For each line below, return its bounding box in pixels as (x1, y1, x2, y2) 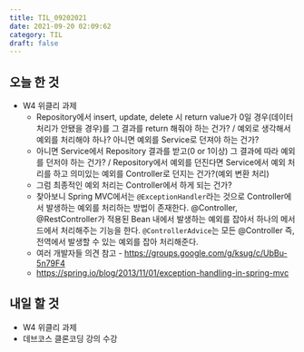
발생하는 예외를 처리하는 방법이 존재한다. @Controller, (45, 202, 238, 213)
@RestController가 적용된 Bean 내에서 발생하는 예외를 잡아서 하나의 (35, 214, 279, 225)
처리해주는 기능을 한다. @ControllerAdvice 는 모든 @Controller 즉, (60, 225, 295, 236)
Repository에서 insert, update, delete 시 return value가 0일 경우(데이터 (35, 112, 294, 122)
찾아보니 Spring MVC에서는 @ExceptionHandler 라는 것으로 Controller (35, 191, 284, 202)
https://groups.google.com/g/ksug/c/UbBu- (123, 248, 288, 259)
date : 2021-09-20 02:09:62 (9, 22, 112, 31)
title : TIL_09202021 (9, 13, 88, 23)
